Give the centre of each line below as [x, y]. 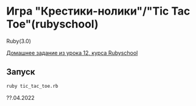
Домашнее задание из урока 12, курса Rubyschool [72, 52]
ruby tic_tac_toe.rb [33, 86]
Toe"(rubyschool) [52, 24]
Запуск [21, 72]
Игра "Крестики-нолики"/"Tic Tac [98, 11]
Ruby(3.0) [19, 41]
